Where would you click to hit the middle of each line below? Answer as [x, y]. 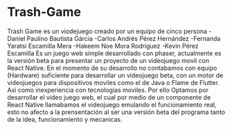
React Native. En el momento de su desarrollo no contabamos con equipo [112, 68]
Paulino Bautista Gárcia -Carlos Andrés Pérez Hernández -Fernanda [124, 38]
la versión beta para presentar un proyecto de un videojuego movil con [108, 60]
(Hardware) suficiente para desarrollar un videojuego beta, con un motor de [115, 75]
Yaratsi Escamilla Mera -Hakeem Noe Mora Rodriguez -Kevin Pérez [103, 46]
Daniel [16, 38]
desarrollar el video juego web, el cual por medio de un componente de [109, 97]
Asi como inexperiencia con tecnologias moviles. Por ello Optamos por [108, 90]
